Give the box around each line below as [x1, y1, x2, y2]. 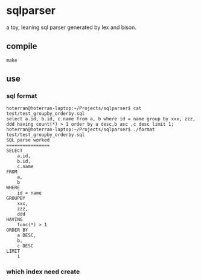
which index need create [6, 267, 80, 276]
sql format [6, 92, 37, 100]
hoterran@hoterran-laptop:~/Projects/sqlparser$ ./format [6, 126, 155, 133]
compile [6, 41, 37, 51]
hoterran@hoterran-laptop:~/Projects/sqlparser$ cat [6, 105, 142, 112]
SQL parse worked [6, 137, 50, 143]
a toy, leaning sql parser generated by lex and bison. [6, 24, 137, 31]
